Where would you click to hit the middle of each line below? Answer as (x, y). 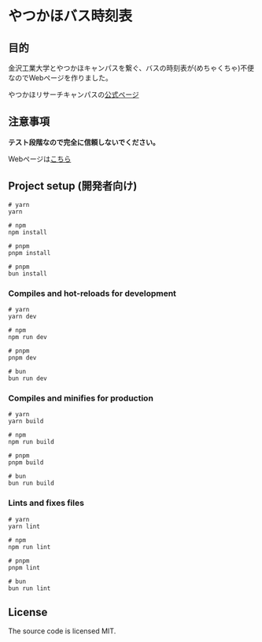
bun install (28, 273)
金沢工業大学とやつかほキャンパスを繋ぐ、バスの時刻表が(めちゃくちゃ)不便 (131, 68)
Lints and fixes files (46, 503)
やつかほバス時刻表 (70, 16)
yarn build (26, 422)
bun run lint (30, 588)
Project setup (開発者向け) (73, 186)
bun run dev (28, 378)
